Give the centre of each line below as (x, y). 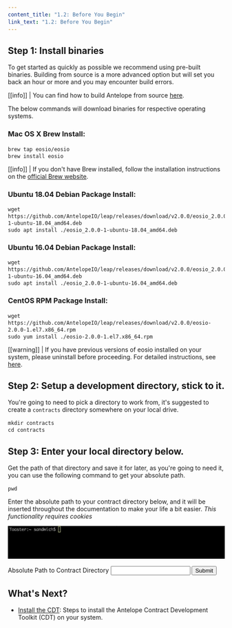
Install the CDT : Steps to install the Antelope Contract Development (113, 610)
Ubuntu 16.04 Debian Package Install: (72, 247)
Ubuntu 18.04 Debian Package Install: (72, 194)
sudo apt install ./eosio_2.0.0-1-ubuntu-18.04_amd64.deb (93, 230)
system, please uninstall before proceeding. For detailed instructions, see (112, 356)
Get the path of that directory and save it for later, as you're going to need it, (116, 468)
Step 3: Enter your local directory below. (96, 451)
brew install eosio (36, 156)
